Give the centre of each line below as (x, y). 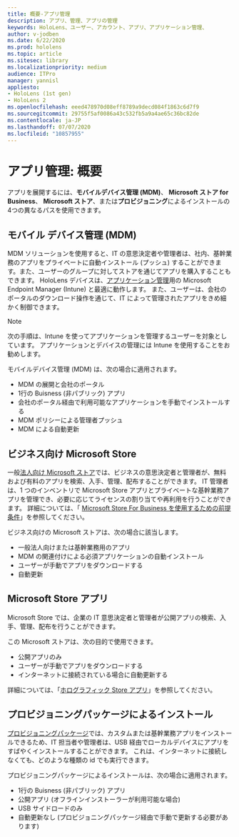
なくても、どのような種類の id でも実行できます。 (80, 760)
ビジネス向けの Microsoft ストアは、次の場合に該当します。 (95, 532)
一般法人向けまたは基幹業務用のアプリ (74, 547)
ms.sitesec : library (38, 61)
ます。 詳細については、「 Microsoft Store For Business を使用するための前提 (119, 507)
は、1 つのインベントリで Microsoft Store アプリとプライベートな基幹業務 (115, 490)
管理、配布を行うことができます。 (70, 626)
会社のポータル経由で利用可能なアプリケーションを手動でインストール (121, 402)
